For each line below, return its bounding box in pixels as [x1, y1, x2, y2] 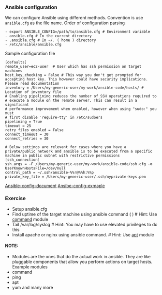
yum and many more [12, 284, 53, 290]
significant [5, 102, 29, 108]
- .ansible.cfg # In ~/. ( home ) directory [5, 38, 96, 43]
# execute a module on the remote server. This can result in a [5, 98, 137, 103]
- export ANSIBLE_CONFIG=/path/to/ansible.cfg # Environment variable [5, 30, 150, 34]
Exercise [5, 195, 26, 202]
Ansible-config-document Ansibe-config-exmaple [5, 183, 105, 189]
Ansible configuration [5, 4, 58, 11]
